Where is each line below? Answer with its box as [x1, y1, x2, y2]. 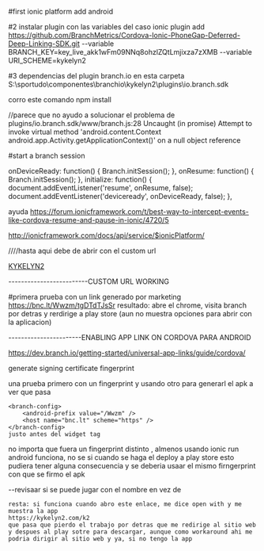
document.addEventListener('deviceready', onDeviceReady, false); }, [8, 192, 233, 201]
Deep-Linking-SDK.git [8, 39, 81, 48]
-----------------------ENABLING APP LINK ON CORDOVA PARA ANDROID [8, 333, 251, 342]
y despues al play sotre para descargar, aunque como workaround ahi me [8, 528, 253, 536]
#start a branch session [8, 151, 85, 160]
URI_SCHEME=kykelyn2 [8, 55, 87, 65]
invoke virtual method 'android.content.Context [8, 127, 162, 136]
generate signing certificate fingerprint [8, 364, 134, 373]
